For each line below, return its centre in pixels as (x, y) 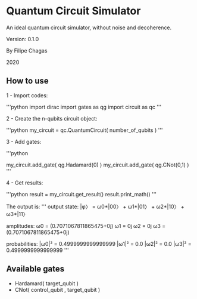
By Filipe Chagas (27, 50)
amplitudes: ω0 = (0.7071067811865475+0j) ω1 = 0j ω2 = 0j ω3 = (86, 226)
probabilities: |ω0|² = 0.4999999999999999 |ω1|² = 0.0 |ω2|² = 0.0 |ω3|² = (99, 243)
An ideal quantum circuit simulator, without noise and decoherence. (89, 27)
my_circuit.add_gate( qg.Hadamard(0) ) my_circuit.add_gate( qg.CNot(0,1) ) (98, 165)
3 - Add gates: (24, 141)
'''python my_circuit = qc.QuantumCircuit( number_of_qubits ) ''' (85, 130)
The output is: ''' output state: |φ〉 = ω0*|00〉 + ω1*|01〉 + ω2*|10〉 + (95, 206)
